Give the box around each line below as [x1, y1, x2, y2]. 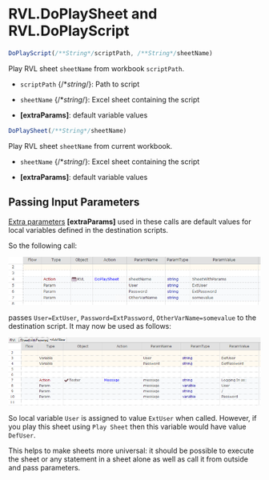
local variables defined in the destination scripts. [8, 225, 169, 234]
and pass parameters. [8, 463, 81, 473]
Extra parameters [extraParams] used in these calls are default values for [8, 217, 251, 226]
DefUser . [8, 430, 36, 440]
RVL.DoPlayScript [8, 22, 130, 40]
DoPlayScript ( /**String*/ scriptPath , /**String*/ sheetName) [8, 49, 214, 57]
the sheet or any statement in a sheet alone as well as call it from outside [8, 454, 248, 464]
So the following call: [8, 241, 78, 250]
